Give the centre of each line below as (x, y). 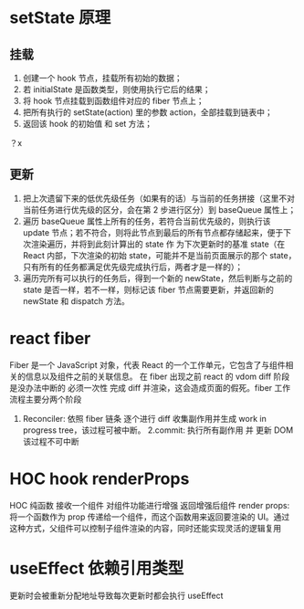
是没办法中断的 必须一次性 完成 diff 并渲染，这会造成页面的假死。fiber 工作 (150, 387)
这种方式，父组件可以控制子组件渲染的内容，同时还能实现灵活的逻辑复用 (145, 528)
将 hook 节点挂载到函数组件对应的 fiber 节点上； (113, 101)
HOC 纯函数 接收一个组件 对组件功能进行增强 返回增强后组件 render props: (150, 505)
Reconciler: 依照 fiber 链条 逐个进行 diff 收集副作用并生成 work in (144, 418)
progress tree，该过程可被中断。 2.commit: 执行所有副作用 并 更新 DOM (158, 430)
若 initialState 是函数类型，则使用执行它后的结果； (117, 89)
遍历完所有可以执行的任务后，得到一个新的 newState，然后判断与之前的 (157, 278)
